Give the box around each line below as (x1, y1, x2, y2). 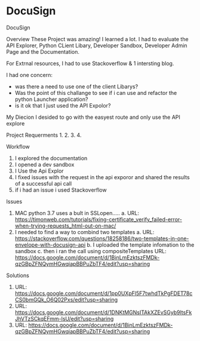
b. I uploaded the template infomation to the (86, 241, 195, 248)
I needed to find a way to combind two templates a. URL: (14, 228, 155, 235)
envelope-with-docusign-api (14, 241, 86, 248)
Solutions (6, 272, 30, 279)
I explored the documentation (14, 154, 88, 162)
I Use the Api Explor (14, 167, 64, 174)
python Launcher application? (14, 96, 88, 103)
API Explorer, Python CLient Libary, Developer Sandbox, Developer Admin (6, 42, 187, 49)
